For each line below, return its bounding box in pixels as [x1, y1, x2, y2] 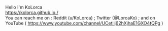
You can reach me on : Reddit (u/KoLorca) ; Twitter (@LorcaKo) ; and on [5, 15, 156, 20]
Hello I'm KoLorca [5, 4, 43, 10]
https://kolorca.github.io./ [5, 9, 58, 15]
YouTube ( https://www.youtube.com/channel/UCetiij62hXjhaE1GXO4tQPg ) [5, 20, 163, 26]
